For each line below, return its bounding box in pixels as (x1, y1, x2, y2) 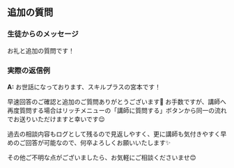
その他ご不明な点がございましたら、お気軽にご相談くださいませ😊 (7, 153, 196, 162)
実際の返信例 (7, 66, 51, 75)
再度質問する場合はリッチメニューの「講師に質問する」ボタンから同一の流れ (7, 106, 227, 114)
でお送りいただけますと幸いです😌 (7, 114, 106, 123)
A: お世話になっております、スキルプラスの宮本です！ (7, 82, 162, 91)
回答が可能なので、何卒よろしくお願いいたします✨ (25, 138, 171, 146)
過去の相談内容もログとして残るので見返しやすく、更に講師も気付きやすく (7, 130, 221, 138)
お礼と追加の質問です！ (7, 46, 75, 54)
